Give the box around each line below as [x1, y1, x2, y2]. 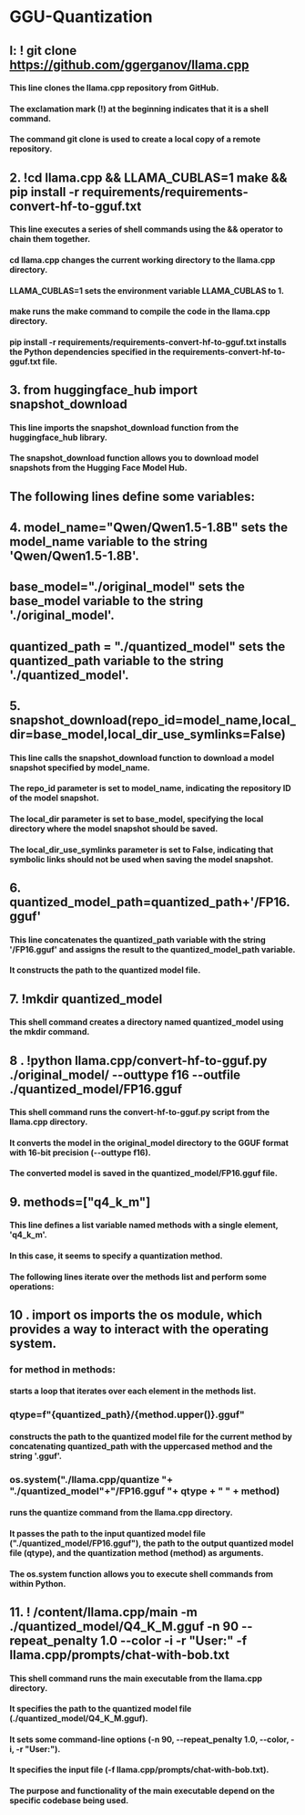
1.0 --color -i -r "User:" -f [99, 1633, 248, 1649]
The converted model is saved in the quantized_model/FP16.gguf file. [9, 1168, 278, 1179]
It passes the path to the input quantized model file [9, 1528, 207, 1539]
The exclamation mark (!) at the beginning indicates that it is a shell [9, 103, 269, 114]
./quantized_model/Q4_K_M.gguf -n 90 [9, 1619, 239, 1634]
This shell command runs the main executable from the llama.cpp [9, 1673, 262, 1684]
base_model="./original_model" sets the [9, 579, 246, 595]
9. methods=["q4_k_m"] [9, 1194, 151, 1210]
